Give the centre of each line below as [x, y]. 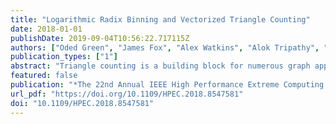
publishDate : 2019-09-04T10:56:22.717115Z [100, 38]
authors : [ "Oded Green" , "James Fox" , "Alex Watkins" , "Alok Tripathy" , [165, 47]
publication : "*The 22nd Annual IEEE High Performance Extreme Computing [167, 85]
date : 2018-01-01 [46, 29]
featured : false [44, 76]
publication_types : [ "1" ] [64, 57]
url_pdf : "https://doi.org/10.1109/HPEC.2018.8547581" [127, 94]
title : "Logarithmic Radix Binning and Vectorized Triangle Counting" [160, 19]
